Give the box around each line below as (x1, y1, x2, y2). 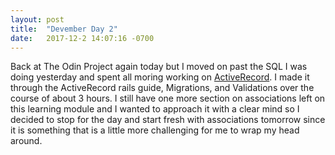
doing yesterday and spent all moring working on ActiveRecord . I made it (10, 71, 310, 83)
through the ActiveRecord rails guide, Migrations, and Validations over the (10, 82, 315, 94)
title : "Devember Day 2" (10, 24, 118, 34)
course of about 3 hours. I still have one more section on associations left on (10, 92, 326, 105)
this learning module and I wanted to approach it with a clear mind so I (10, 103, 300, 115)
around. (10, 135, 43, 147)
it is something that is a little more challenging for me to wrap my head (10, 124, 300, 136)
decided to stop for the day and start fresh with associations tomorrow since (10, 114, 326, 126)
